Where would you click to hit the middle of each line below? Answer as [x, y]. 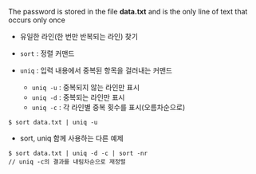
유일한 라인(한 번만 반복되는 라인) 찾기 [79, 36]
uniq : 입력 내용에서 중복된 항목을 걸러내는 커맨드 [96, 70]
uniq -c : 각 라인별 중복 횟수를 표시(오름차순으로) [108, 107]
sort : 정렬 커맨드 [47, 53]
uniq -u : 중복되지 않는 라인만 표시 [86, 87]
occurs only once [37, 20]
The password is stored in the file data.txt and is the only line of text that [128, 12]
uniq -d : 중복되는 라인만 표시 [78, 97]
